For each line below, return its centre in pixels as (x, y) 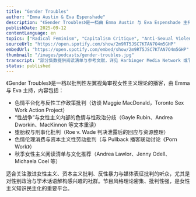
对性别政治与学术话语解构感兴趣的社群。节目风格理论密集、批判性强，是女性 (98, 181)
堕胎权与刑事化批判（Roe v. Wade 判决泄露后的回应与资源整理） (92, 132)
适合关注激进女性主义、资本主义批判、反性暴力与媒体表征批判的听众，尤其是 (98, 174)
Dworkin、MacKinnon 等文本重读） (57, 125)
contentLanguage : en (31, 33)
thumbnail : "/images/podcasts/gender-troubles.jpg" (70, 55)
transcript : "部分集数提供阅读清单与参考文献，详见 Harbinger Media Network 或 (97, 60)
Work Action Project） (41, 110)
